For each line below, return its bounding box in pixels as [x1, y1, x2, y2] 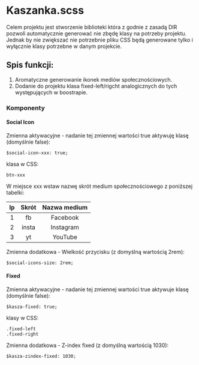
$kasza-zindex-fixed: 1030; [6, 354, 77, 360]
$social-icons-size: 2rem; [6, 259, 74, 266]
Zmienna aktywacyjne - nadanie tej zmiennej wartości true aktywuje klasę [6, 286, 189, 293]
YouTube [52, 232, 78, 241]
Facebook [50, 213, 79, 222]
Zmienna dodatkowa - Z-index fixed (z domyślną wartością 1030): [6, 342, 169, 349]
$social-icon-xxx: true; [6, 149, 68, 156]
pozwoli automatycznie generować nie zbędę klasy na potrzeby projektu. [6, 29, 187, 37]
